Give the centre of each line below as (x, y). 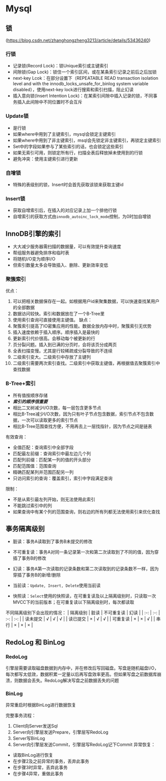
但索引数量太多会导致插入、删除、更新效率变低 (60, 265)
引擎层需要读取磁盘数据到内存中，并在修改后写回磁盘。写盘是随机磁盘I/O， (82, 668)
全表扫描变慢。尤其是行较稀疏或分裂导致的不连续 (62, 351)
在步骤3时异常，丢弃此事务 (40, 768)
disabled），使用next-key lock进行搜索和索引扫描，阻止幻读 (73, 90)
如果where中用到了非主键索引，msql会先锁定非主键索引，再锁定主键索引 (87, 140)
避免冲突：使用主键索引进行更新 (45, 158)
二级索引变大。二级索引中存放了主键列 (52, 357)
